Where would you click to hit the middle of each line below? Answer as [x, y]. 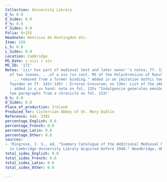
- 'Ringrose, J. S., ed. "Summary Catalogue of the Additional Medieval [82, 144]
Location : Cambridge [27, 56]
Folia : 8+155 [19, 33]
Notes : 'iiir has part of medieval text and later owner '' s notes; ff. [81, 70]
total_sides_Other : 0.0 [30, 168]
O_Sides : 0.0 [19, 103]
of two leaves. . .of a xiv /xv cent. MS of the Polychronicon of [80, 75]
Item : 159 [15, 42]
